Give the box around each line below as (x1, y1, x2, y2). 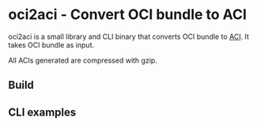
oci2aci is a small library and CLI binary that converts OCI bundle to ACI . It (8, 32, 249, 41)
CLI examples (8, 105, 77, 119)
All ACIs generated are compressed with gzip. (8, 55, 158, 65)
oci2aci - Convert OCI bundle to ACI (8, 6, 248, 24)
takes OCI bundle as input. (8, 40, 95, 49)
